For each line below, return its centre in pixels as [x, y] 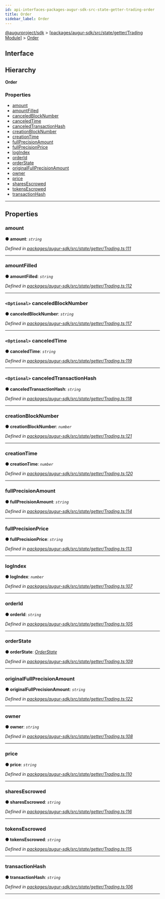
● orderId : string [23, 614]
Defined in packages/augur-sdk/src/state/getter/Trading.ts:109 [69, 661]
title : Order [18, 14]
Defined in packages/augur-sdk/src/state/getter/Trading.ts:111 [68, 248]
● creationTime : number [29, 464]
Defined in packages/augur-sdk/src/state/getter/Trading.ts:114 [69, 511]
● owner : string [22, 727]
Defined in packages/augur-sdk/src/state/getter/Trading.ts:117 [69, 323]
